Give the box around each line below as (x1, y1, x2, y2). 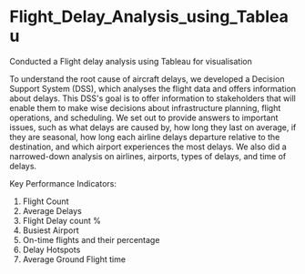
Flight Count (22, 196, 69, 207)
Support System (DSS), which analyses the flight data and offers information (9, 83, 297, 94)
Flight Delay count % (22, 215, 102, 226)
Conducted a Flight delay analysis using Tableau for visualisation (9, 56, 252, 66)
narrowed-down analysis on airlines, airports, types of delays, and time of (9, 150, 287, 161)
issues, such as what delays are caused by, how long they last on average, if (9, 121, 297, 133)
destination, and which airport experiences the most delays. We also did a (9, 141, 287, 152)
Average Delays (22, 205, 82, 216)
